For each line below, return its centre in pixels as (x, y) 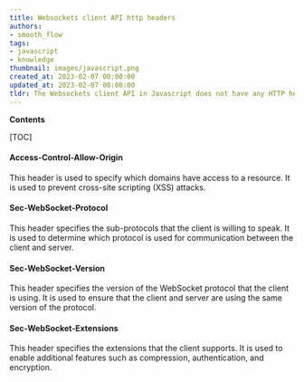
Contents (27, 119)
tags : (19, 43)
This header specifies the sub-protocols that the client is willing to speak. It (150, 228)
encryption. (31, 368)
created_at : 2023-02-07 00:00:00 (72, 77)
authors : (26, 26)
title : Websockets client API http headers (93, 18)
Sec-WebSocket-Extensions (64, 328)
